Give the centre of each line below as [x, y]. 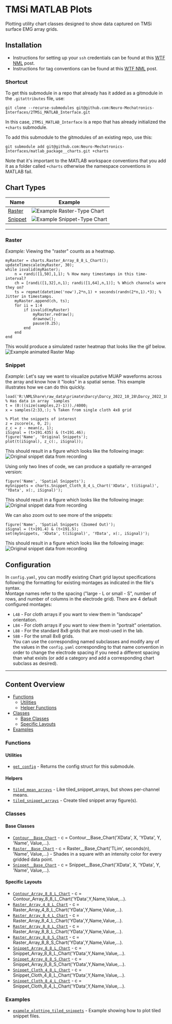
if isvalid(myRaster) [47, 310]
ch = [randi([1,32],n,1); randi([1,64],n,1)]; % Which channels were [90, 283]
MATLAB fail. [19, 172]
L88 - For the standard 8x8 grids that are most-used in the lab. [78, 631]
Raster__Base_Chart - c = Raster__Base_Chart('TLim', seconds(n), [82, 848]
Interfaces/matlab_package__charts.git [48, 151]
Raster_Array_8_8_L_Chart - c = [46, 926]
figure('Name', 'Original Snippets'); [47, 437]
